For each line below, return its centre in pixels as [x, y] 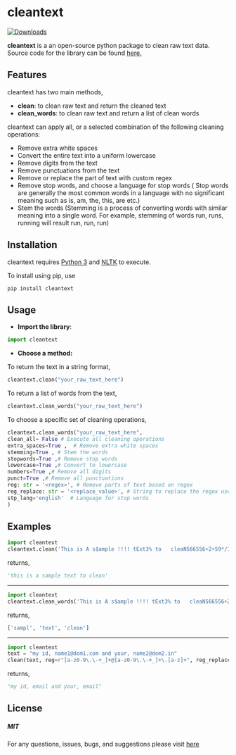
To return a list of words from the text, [62, 393]
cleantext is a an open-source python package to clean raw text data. [109, 45]
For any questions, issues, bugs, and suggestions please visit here [104, 744]
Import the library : [45, 327]
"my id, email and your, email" [54, 687]
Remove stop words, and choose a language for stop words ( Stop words [123, 185]
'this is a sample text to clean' [58, 576]
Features [27, 75]
